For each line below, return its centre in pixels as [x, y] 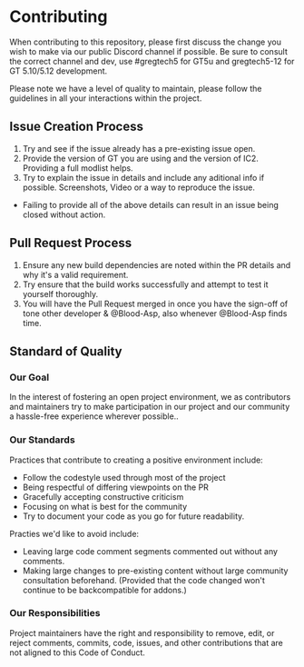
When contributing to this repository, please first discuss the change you [145, 42]
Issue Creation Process [76, 127]
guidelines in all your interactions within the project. [106, 98]
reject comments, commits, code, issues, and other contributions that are [147, 642]
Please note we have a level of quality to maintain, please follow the [136, 88]
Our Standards [42, 440]
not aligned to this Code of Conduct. [77, 652]
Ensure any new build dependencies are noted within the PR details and [157, 264]
